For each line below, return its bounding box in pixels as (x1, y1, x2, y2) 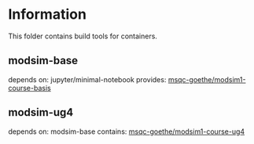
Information (8, 5, 87, 23)
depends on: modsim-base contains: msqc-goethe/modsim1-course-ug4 (8, 127, 245, 136)
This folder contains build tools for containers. (8, 31, 157, 41)
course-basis (8, 83, 51, 92)
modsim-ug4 (8, 106, 74, 119)
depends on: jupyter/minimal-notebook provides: (8, 74, 167, 84)
